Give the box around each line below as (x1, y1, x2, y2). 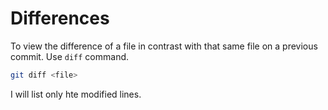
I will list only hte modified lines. (10, 88, 142, 100)
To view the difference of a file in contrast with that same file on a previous (10, 40, 318, 52)
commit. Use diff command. (10, 50, 130, 62)
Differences (10, 7, 110, 30)
